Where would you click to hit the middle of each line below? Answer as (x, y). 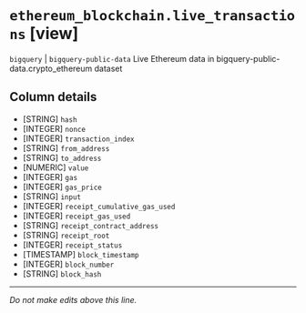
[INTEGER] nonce (54, 128)
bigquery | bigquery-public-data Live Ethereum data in (112, 58)
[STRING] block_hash (62, 273)
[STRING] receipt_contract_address (91, 225)
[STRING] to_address (62, 157)
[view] (54, 34)
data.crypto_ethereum (51, 68)
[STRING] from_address (66, 147)
